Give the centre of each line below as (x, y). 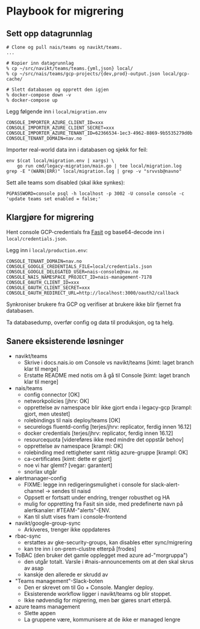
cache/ (14, 79)
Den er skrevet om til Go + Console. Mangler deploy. (89, 587)
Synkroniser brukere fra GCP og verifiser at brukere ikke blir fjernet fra (94, 304)
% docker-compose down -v (39, 95)
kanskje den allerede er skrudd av (66, 574)
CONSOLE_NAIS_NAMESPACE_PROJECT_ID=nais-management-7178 (79, 277)
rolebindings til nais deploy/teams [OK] (72, 420)
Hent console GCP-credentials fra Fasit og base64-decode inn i (85, 232)
